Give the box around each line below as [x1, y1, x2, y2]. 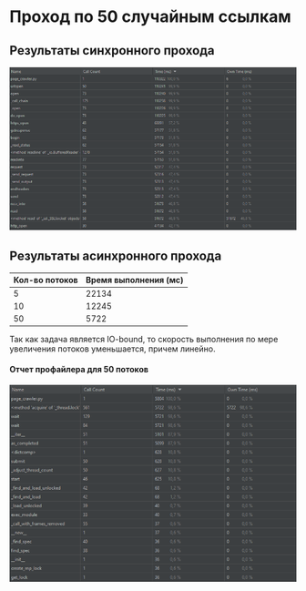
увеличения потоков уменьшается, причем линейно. [9, 343, 216, 354]
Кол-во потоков [13, 275, 79, 286]
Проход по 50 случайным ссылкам [9, 6, 291, 27]
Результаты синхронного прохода [9, 43, 215, 58]
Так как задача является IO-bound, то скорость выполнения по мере [9, 333, 279, 344]
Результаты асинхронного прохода [9, 248, 222, 263]
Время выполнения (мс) [86, 275, 184, 286]
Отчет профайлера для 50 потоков [9, 364, 148, 375]
